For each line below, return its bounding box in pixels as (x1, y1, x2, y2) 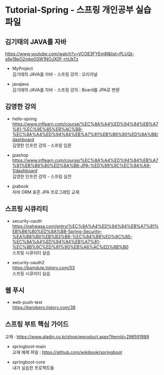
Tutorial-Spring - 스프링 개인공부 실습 (5, 4, 151, 16)
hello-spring (12, 116, 37, 122)
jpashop (12, 152, 29, 158)
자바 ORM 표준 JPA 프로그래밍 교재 (12, 189, 80, 195)
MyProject (12, 65, 33, 71)
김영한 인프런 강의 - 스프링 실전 (12, 173, 72, 179)
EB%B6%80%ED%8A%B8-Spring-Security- (12, 228, 102, 234)
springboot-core (12, 359, 45, 365)
